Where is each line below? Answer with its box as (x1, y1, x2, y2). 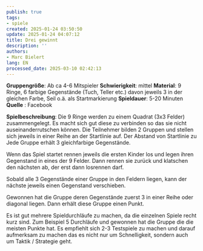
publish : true (6, 9, 42, 15)
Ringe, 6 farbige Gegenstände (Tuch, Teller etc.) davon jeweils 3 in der (6, 89, 183, 96)
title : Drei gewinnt (6, 37, 59, 43)
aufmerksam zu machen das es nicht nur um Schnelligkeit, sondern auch (6, 232, 188, 239)
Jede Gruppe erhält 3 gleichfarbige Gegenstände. (6, 139, 131, 146)
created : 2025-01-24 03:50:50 (6, 26, 83, 32)
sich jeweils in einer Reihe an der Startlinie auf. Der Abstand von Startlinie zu (6, 132, 197, 140)
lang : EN (6, 60, 28, 66)
